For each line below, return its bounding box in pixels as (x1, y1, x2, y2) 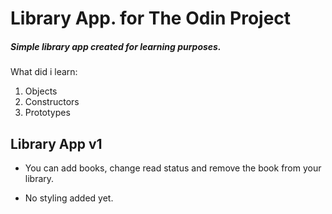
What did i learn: (10, 66, 78, 78)
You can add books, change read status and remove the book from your (24, 162, 322, 174)
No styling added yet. (24, 192, 114, 204)
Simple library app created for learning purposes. (10, 40, 222, 52)
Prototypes (24, 107, 71, 119)
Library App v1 (10, 135, 103, 152)
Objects (24, 85, 58, 97)
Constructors (24, 96, 80, 108)
